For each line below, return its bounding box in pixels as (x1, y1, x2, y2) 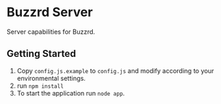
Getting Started (6, 48, 76, 60)
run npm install (16, 82, 64, 90)
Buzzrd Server (6, 4, 93, 20)
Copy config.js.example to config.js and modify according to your (16, 66, 214, 74)
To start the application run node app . (16, 89, 125, 97)
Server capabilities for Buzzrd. (6, 27, 96, 36)
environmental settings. (16, 74, 86, 82)
